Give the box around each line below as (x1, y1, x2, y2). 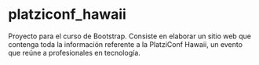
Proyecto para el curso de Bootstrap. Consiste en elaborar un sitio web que (8, 31, 251, 41)
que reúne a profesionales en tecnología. (8, 48, 141, 57)
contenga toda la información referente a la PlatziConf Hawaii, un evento (8, 39, 243, 49)
